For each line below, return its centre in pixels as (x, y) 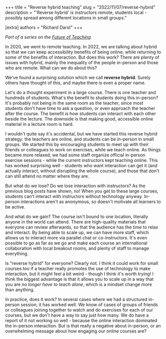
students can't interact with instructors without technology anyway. (74, 196)
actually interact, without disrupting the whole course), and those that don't (82, 171)
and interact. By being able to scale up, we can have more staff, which (77, 232)
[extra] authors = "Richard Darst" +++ (44, 27)
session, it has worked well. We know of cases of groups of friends (89, 305)
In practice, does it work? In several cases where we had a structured (76, 299)
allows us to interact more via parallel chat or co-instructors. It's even (76, 238)
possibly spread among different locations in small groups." (66, 18)
